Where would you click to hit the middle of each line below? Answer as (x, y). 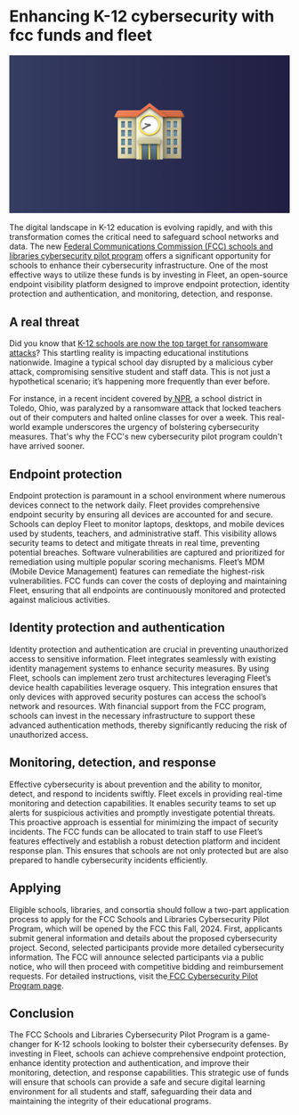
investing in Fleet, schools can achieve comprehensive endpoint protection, (148, 1053)
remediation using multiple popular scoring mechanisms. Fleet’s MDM (137, 562)
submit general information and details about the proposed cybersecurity (143, 937)
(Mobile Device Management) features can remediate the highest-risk (137, 572)
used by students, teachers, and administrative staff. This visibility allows (143, 533)
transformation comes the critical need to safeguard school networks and (144, 237)
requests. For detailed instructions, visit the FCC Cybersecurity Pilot (133, 976)
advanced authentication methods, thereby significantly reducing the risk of (148, 725)
